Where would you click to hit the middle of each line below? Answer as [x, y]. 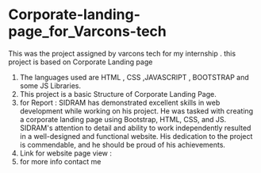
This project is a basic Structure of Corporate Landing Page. [118, 94]
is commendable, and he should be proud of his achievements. [123, 144]
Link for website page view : [66, 153]
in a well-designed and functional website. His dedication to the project [136, 136]
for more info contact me [60, 161]
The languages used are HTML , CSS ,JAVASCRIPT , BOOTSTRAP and [134, 77]
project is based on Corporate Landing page [81, 62]
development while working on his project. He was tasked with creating [136, 111]
